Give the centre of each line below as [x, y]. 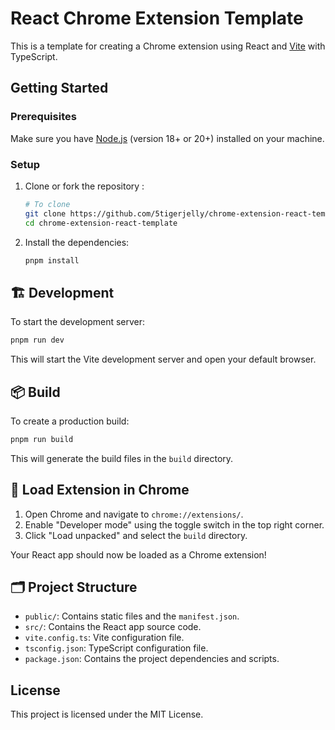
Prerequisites [43, 117]
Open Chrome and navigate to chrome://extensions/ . [134, 514]
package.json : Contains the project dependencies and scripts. [152, 659]
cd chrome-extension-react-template [101, 223]
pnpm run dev [37, 340]
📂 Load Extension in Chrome [100, 490]
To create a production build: [70, 421]
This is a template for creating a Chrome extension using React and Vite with [168, 46]
